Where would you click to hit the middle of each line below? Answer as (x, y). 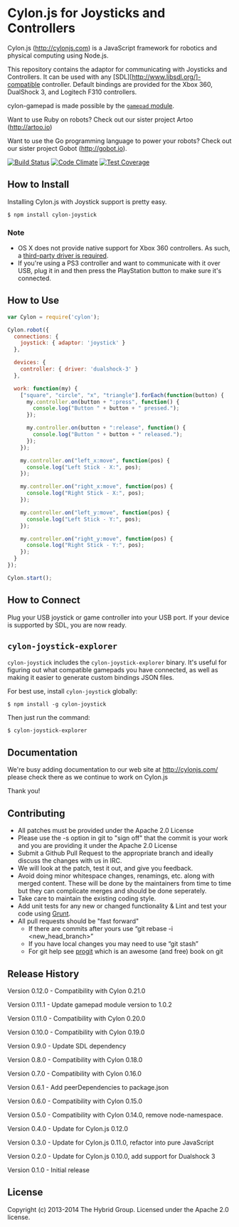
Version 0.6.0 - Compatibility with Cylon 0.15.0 (75, 1101)
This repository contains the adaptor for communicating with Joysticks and (117, 69)
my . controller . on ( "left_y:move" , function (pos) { (95, 512)
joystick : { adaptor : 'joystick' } (73, 343)
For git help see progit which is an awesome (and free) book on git (126, 952)
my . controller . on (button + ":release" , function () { (106, 428)
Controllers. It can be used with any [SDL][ (70, 77)
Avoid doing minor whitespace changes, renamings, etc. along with (116, 876)
